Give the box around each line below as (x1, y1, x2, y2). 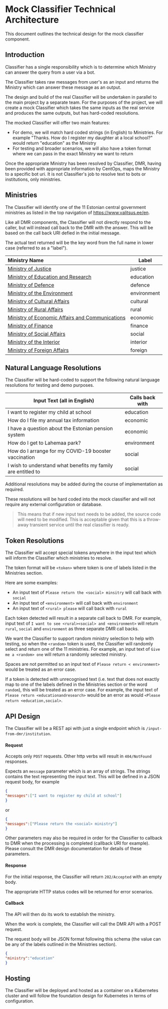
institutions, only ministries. (5, 176, 61, 182)
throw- (146, 517, 161, 523)
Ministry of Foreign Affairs (7, 347, 69, 354)
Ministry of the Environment (7, 290, 73, 297)
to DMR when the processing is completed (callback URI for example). (5, 840, 150, 846)
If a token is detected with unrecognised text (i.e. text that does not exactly (5, 676, 159, 682)
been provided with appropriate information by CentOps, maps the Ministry (5, 165, 160, 171)
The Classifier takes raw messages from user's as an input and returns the (5, 79, 159, 85)
